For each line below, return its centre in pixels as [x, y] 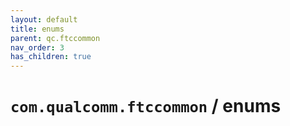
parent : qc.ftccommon [55, 38]
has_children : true [51, 57]
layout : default [44, 19]
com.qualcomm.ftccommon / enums [146, 106]
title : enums [37, 29]
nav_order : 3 [37, 47]
